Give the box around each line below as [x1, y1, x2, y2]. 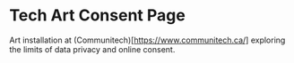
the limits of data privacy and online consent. [9, 43, 176, 54]
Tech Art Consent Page [9, 5, 186, 26]
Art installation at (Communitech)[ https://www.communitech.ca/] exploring [9, 35, 286, 45]
